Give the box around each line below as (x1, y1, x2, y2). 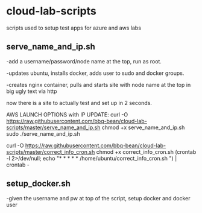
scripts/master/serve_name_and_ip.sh (6, 124, 101, 131)
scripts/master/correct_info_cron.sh (6, 148, 95, 155)
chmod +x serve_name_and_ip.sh (101, 124, 185, 131)
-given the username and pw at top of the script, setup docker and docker (6, 194, 191, 202)
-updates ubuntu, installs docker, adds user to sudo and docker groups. (6, 69, 185, 77)
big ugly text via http (6, 87, 57, 95)
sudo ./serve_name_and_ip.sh (6, 130, 80, 137)
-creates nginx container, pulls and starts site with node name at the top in (6, 81, 191, 88)
